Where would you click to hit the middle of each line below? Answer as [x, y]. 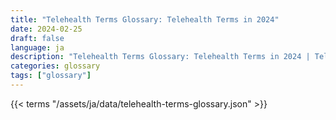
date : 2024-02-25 [46, 29]
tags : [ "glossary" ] [51, 76]
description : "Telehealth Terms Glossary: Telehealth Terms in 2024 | [160, 57]
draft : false [37, 38]
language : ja [37, 47]
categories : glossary [55, 66]
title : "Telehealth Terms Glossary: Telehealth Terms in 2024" [145, 19]
